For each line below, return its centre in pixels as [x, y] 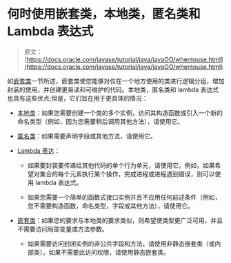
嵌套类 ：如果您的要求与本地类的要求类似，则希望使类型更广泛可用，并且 [120, 220]
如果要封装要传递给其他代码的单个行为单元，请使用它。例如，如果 [121, 165]
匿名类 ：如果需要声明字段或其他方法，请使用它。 [87, 136]
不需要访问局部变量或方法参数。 [62, 229]
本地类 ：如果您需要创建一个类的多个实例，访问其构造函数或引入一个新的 [120, 113]
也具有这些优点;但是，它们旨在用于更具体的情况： [78, 98]
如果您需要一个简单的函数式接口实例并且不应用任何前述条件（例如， [124, 197]
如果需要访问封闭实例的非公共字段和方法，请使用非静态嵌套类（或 [121, 243]
